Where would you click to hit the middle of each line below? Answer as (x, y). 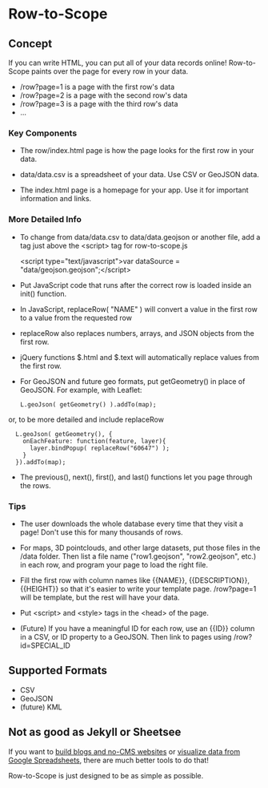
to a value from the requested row (76, 317)
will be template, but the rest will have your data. (100, 597)
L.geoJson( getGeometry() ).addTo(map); (88, 404)
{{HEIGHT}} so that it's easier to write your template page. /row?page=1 (138, 588)
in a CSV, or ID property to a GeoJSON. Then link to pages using (126, 636)
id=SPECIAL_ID (45, 645)
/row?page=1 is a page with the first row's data (97, 87)
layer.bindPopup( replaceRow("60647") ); (100, 448)
